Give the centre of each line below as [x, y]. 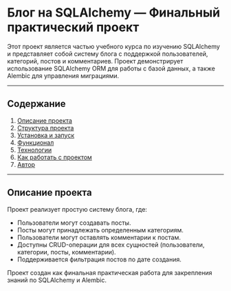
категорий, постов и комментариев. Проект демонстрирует [95, 61]
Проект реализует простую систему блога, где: [77, 209]
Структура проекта [45, 128]
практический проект [73, 27]
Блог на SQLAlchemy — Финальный [114, 13]
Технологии [34, 150]
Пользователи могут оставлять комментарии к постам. [99, 237]
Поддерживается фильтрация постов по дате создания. [99, 259]
